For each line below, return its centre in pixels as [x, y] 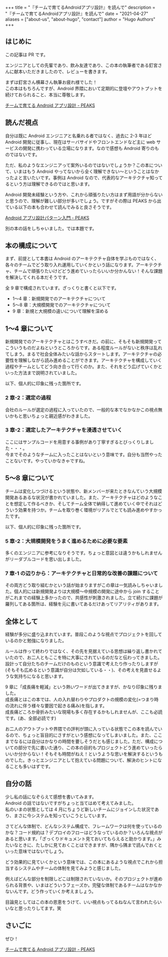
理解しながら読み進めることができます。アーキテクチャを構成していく [90, 360]
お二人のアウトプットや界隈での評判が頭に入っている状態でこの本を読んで [82, 729]
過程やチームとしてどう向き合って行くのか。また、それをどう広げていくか [82, 367]
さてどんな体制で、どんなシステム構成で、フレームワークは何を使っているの [84, 826]
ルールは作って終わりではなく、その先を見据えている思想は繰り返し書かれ [82, 651]
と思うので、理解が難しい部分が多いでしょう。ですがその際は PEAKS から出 [83, 201]
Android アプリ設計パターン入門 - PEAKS [47, 217]
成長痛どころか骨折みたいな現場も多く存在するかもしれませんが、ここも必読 [84, 712]
